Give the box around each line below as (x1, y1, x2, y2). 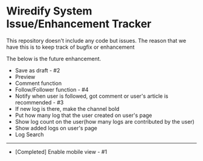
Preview (14, 73, 36, 80)
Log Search (14, 131, 44, 138)
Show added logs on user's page (14, 124, 98, 131)
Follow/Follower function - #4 (14, 86, 89, 93)
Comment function (14, 80, 62, 87)
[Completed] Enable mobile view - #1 (14, 148, 108, 155)
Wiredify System (6, 4, 92, 18)
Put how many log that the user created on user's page (14, 112, 152, 119)
